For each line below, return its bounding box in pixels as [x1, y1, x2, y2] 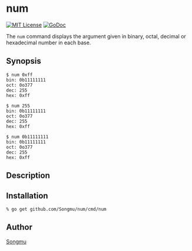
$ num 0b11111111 [6, 133, 49, 140]
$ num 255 [6, 103, 31, 109]
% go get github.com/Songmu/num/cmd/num [6, 206, 107, 212]
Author [6, 222, 32, 232]
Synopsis [6, 56, 41, 66]
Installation [6, 191, 48, 201]
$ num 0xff [6, 71, 33, 78]
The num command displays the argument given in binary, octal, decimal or [6, 32, 187, 40]
